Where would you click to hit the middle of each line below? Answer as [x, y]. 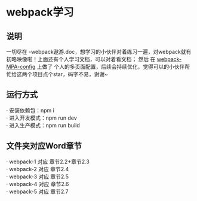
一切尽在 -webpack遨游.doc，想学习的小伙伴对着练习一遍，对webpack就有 [99, 52]
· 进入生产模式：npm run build [43, 125]
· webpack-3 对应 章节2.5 [38, 176]
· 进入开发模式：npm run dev [42, 118]
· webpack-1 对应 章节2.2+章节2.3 [48, 162]
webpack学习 [40, 12]
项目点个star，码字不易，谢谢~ [70, 74]
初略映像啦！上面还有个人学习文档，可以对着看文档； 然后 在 [81, 59]
